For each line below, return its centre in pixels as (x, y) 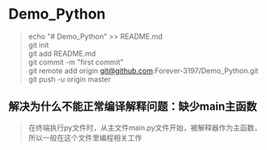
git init (38, 44)
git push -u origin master (70, 79)
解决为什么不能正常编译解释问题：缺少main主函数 (133, 107)
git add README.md (62, 53)
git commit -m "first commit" (76, 62)
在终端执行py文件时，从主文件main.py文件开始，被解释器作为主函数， (144, 127)
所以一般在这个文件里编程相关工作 (85, 137)
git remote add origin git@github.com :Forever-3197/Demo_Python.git (143, 70)
